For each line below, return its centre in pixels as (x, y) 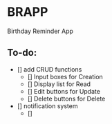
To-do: (22, 53)
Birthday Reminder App (40, 31)
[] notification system (47, 106)
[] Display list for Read (59, 84)
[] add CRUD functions (49, 69)
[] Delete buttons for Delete (66, 99)
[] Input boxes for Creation (65, 76)
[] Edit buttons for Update (64, 91)
